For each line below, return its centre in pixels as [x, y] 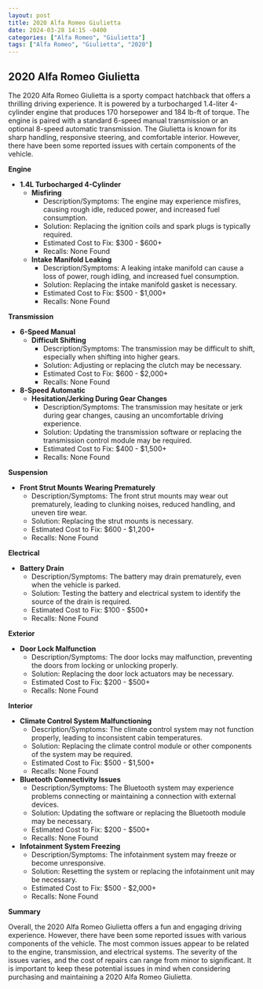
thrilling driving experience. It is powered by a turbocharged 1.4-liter [119, 104]
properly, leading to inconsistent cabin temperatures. [117, 737]
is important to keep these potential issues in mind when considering [119, 969]
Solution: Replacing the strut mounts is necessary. [112, 520]
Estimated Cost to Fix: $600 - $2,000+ [106, 373]
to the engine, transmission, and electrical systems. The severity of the [123, 951]
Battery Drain [42, 568]
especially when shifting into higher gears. [111, 357]
